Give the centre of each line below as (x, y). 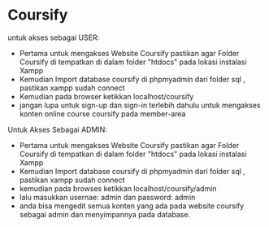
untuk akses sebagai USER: (54, 37)
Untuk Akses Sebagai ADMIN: (57, 129)
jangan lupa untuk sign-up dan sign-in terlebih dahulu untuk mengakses (140, 105)
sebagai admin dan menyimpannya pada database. (105, 214)
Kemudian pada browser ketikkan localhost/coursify (106, 96)
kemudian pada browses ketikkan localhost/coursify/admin (118, 188)
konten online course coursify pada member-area (102, 113)
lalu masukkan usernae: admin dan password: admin (107, 197)
